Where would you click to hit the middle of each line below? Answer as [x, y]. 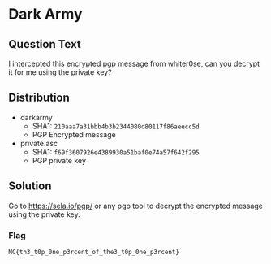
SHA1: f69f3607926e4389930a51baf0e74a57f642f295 [116, 152]
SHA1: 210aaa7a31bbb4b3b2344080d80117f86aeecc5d [116, 126]
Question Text [45, 44]
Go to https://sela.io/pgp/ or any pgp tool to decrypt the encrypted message [136, 206]
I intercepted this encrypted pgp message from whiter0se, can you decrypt [134, 63]
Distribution [39, 98]
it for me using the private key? [60, 72]
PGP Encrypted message [74, 134]
